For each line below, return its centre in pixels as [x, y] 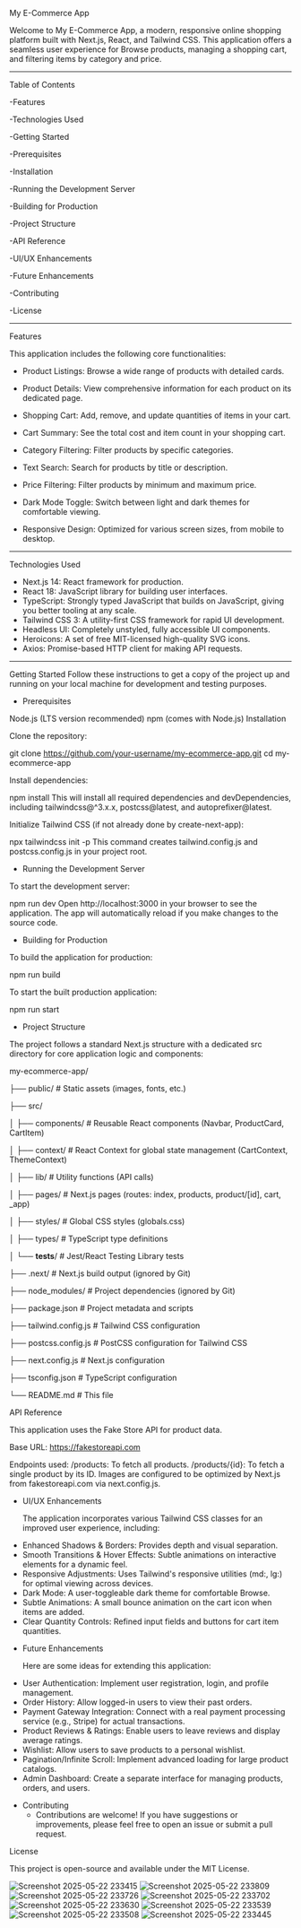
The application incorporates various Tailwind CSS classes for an [142, 1518]
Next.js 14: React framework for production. [103, 582]
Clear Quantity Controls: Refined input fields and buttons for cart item [150, 1621]
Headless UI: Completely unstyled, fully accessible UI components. [146, 630]
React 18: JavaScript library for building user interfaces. [125, 591]
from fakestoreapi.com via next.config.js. [85, 1484]
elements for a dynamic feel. [75, 1564]
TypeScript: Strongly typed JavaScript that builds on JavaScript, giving [153, 601]
